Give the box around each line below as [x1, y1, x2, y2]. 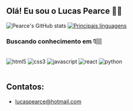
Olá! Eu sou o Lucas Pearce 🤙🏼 [6, 6, 122, 16]
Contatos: [6, 82, 45, 92]
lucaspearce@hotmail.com [14, 98, 82, 105]
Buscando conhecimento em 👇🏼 [6, 37, 102, 45]
